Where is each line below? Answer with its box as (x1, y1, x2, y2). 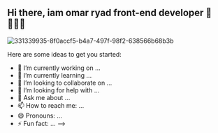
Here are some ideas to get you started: (7, 50, 122, 58)
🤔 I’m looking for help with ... (17, 85, 100, 94)
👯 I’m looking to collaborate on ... (17, 78, 112, 87)
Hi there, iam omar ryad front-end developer (7, 7, 204, 19)
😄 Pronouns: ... (17, 111, 63, 120)
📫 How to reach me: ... (17, 101, 85, 109)
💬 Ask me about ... (17, 93, 71, 101)
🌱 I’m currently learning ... (17, 71, 92, 79)
